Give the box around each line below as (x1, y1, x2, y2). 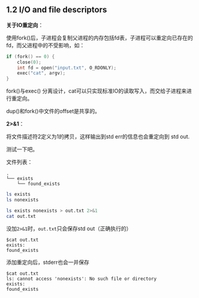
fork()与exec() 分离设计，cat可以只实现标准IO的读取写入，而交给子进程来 (6, 87, 187, 95)
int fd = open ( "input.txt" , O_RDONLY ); (17, 65, 117, 71)
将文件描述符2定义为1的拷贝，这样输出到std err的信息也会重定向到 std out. (6, 133, 190, 140)
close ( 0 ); (17, 59, 42, 65)
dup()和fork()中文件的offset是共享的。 (6, 108, 101, 115)
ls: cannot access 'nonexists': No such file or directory (6, 275, 157, 282)
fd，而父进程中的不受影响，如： (6, 41, 85, 48)
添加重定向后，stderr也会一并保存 (6, 259, 90, 266)
